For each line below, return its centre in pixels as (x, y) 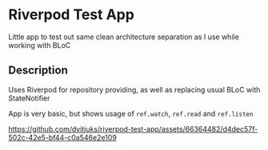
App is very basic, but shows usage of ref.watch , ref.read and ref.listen (131, 113)
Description (38, 71)
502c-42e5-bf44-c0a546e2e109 (63, 137)
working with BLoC (40, 45)
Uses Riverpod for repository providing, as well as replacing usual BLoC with (134, 89)
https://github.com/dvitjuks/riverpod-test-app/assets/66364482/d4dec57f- (133, 128)
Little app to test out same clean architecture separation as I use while (124, 37)
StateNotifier (29, 98)
